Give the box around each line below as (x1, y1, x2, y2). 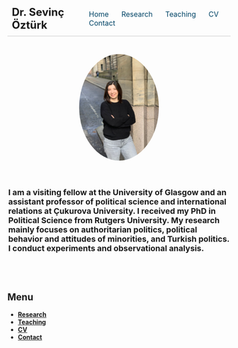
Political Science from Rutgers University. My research (8, 215, 220, 225)
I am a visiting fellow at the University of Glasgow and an (8, 187, 227, 197)
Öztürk (11, 18, 48, 32)
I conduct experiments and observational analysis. (8, 244, 204, 254)
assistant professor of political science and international (8, 197, 227, 207)
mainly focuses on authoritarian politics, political (8, 224, 198, 234)
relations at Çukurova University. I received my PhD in (8, 206, 216, 216)
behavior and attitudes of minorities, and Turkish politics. (8, 234, 230, 244)
